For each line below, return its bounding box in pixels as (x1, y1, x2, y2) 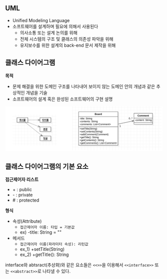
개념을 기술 (25, 89, 47, 96)
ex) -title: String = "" (19, 229, 62, 235)
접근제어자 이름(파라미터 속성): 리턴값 (19, 242, 88, 247)
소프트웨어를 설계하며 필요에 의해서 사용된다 (12, 23, 98, 29)
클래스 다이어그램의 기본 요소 (5, 162, 89, 170)
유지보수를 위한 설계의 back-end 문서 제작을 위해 (19, 42, 116, 48)
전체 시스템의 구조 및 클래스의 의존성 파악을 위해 (19, 36, 113, 42)
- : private (12, 192, 33, 198)
